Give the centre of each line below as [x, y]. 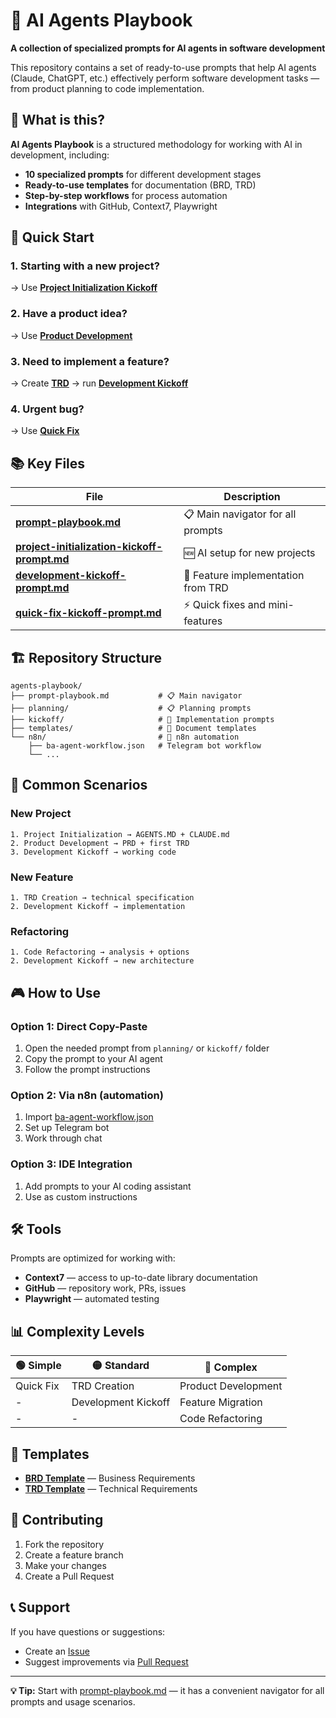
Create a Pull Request [69, 1576]
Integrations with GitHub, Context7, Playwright [121, 206]
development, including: [60, 155]
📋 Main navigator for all [240, 514]
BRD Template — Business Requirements [110, 1478]
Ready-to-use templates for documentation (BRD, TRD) [140, 185]
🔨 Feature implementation [244, 576]
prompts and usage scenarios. [73, 1701]
